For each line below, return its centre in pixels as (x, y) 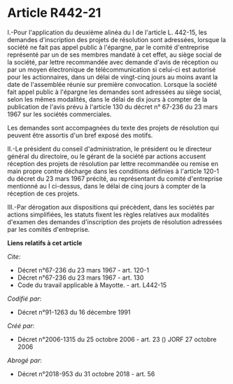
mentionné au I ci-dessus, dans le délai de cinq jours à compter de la (107, 186)
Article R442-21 (54, 13)
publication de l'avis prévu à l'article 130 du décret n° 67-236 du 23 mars (113, 107)
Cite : (14, 256)
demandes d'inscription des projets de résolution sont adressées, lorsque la (116, 39)
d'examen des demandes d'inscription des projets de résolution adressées (115, 221)
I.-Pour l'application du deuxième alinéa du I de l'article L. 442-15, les (107, 32)
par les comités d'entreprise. (49, 229)
